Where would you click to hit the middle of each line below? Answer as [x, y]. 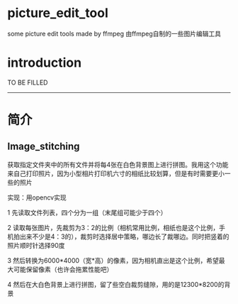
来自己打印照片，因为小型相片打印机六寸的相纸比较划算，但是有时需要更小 [116, 173]
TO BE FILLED [28, 82]
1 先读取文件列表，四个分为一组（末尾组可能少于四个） [87, 212]
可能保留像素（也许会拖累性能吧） [63, 269]
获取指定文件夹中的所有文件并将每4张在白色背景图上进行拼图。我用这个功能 [118, 164]
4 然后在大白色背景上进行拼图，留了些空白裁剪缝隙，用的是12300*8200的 [116, 284]
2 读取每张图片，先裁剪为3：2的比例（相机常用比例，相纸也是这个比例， [113, 227]
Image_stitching [44, 147]
